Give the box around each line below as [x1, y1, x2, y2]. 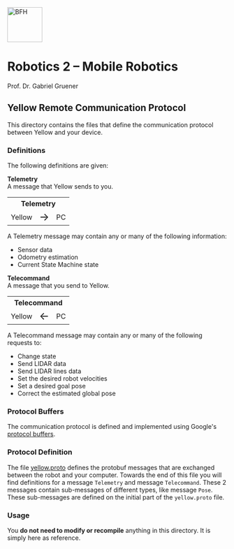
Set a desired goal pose [17, 382, 86, 390]
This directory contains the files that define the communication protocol [7, 120, 214, 129]
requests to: [7, 339, 42, 347]
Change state [17, 352, 57, 360]
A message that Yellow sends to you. [7, 182, 114, 191]
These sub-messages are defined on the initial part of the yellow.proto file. [7, 492, 225, 502]
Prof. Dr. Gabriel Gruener [7, 82, 79, 90]
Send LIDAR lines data [17, 367, 82, 376]
